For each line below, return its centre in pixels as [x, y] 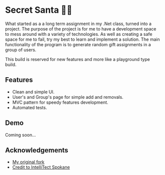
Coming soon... [20, 135]
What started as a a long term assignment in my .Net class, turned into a [78, 24]
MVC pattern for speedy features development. [60, 102]
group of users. [21, 50]
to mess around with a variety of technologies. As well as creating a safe [79, 34]
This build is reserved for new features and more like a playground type [78, 59]
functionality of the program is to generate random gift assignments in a [78, 44]
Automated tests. [30, 107]
